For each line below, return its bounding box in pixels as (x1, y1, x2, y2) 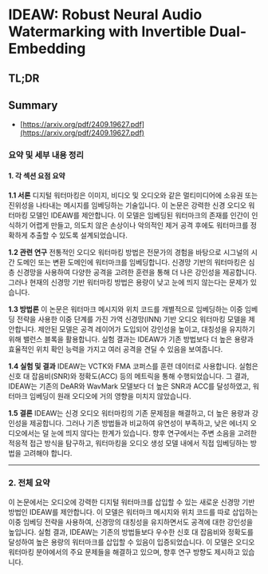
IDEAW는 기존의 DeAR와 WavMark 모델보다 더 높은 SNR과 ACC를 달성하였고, (8, 381, 251, 391)
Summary (8, 98, 58, 112)
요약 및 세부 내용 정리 (8, 149, 84, 161)
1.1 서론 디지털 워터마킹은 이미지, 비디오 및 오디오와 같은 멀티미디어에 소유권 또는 (8, 190, 258, 200)
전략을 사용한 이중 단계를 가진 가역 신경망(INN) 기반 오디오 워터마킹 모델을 (16, 314, 247, 324)
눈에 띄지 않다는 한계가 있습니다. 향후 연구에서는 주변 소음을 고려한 (50, 428, 258, 437)
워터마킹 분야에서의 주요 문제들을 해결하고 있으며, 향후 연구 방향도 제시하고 (8, 547, 241, 556)
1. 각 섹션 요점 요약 (8, 170, 65, 181)
